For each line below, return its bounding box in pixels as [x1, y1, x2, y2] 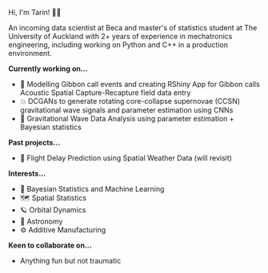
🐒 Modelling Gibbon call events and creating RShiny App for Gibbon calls [19, 80, 260, 89]
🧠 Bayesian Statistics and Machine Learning [19, 184, 165, 193]
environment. [8, 49, 52, 57]
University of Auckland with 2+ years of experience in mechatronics [8, 32, 233, 41]
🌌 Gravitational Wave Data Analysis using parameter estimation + [19, 114, 234, 123]
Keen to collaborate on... [8, 240, 92, 250]
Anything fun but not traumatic [19, 256, 122, 265]
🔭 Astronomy [19, 216, 63, 226]
